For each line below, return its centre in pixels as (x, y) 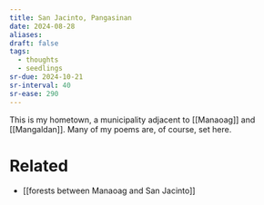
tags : (20, 52)
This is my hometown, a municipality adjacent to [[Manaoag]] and (132, 120)
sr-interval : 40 (40, 85)
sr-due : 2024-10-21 (46, 77)
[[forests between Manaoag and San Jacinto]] (109, 190)
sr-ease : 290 (34, 93)
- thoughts (38, 60)
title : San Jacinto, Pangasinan (71, 18)
